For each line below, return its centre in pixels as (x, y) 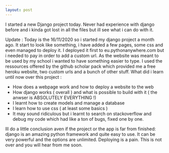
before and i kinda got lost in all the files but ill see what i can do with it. (79, 30)
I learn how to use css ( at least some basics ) (60, 108)
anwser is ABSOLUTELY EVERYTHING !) (54, 97)
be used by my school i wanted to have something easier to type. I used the (84, 61)
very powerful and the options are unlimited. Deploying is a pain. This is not (84, 139)
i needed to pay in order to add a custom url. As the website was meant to (82, 56)
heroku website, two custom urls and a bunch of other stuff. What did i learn (84, 72)
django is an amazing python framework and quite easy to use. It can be (80, 134)
